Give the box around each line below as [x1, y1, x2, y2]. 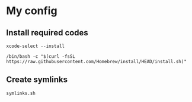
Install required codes [6, 28, 89, 38]
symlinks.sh [6, 90, 36, 96]
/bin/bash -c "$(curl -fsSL [6, 54, 76, 60]
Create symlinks [6, 75, 68, 85]
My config [6, 4, 57, 18]
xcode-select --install [6, 43, 65, 49]
